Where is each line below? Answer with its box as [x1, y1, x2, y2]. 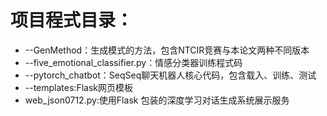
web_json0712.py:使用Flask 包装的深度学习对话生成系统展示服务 [24, 94, 290, 106]
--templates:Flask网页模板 [24, 81, 133, 93]
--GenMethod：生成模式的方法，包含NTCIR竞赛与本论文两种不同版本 [24, 44, 310, 56]
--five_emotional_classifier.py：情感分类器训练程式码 [24, 56, 243, 68]
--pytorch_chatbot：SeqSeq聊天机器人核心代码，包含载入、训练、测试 [24, 69, 317, 81]
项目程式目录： [10, 9, 134, 32]
